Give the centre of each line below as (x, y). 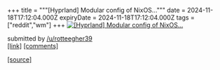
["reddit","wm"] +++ (36, 25)
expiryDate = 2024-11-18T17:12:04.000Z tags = (127, 17)
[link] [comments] (33, 46)
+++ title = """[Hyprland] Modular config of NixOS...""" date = (96, 10)
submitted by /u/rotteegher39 (50, 38)
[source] (20, 59)
